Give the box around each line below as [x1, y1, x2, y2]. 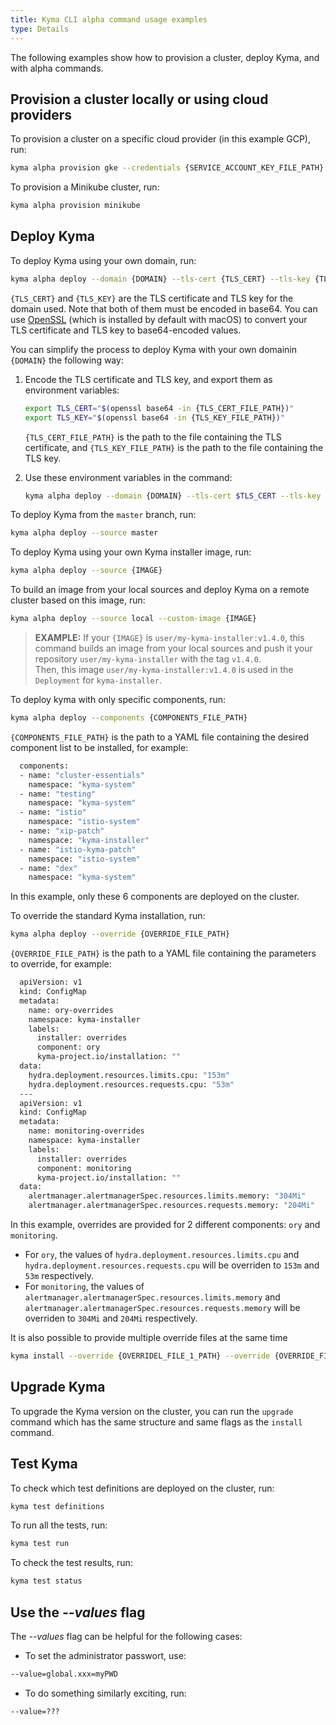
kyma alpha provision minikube [10, 201, 141, 211]
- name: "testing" [19, 789, 97, 799]
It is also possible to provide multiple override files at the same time [10, 1332, 288, 1343]
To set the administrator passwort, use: [24, 1649, 187, 1661]
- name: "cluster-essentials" [19, 770, 145, 780]
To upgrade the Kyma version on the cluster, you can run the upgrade [10, 1405, 294, 1417]
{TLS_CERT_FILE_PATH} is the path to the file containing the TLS [24, 431, 282, 443]
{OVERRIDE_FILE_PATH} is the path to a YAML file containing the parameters [10, 947, 317, 960]
